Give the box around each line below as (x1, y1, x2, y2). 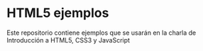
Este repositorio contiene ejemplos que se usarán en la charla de (6, 28, 197, 37)
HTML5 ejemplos (6, 5, 109, 21)
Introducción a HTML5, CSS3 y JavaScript (6, 35, 131, 44)
